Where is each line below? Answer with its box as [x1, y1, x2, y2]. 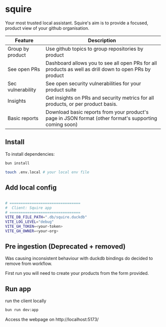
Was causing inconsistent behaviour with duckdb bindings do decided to [5, 256, 153, 262]
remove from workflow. [5, 261, 53, 266]
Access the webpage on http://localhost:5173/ [5, 316, 99, 322]
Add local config [5, 183, 57, 192]
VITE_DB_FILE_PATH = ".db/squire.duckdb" [5, 214, 87, 219]
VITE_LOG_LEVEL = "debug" [5, 219, 54, 224]
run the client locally [5, 298, 46, 304]
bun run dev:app [5, 308, 39, 313]
